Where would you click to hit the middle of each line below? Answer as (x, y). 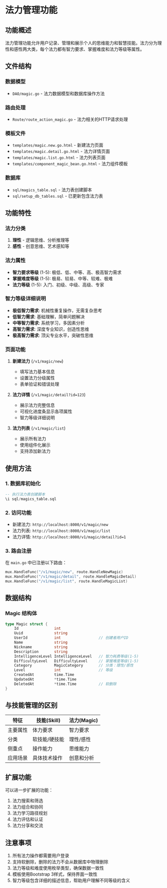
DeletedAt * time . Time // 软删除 (65, 684)
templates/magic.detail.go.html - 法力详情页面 (61, 151)
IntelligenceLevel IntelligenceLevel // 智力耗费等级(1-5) (77, 656)
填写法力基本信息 (37, 372)
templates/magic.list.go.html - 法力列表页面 (59, 157)
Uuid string (41, 633)
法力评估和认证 (28, 819)
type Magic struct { (27, 624)
